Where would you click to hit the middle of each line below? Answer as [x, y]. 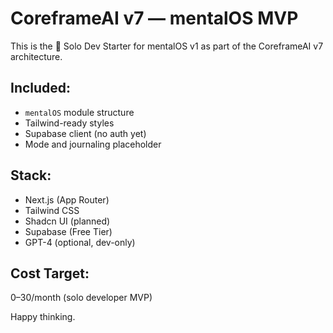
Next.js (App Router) [67, 199]
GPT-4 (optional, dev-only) [80, 242]
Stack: [31, 175]
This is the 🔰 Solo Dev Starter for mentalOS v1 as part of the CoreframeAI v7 [167, 46]
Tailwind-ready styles [69, 123]
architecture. [36, 56]
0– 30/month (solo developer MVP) [81, 298]
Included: [41, 88]
